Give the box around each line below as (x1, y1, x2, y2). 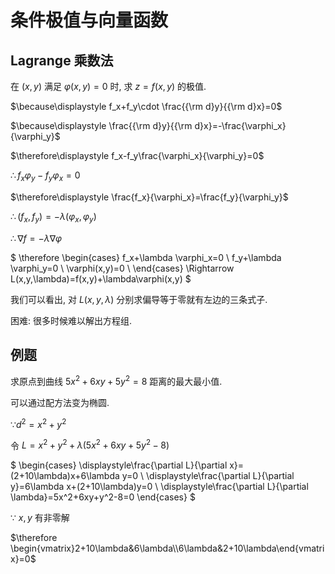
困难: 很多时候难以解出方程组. (10, 314, 133, 326)
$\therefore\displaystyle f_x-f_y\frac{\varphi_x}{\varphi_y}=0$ (10, 150, 265, 161)
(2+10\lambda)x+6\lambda (10, 470, 120, 482)
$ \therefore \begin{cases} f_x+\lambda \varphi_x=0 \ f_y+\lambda (10, 251, 282, 263)
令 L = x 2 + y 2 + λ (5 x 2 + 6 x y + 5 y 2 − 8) (10, 437, 170, 451)
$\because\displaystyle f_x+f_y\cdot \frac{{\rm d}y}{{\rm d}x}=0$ (10, 101, 283, 112)
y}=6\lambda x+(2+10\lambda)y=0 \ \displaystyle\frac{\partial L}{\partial (10, 481, 309, 493)
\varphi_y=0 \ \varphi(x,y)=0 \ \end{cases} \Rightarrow (10, 262, 235, 274)
